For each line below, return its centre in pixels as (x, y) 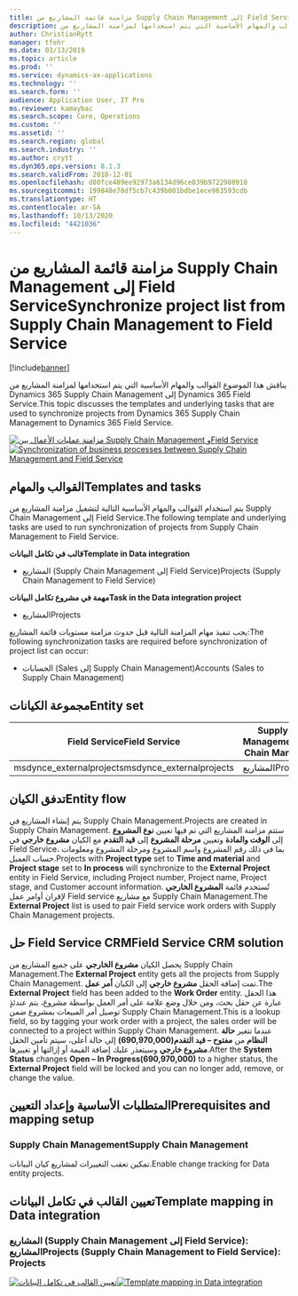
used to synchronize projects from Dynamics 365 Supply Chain (125, 413)
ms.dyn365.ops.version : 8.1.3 (65, 166)
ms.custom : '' (35, 125)
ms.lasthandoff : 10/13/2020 (61, 215)
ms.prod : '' (31, 68)
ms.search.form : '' (45, 91)
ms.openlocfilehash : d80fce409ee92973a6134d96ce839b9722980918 (129, 183)
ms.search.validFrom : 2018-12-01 (71, 174)
